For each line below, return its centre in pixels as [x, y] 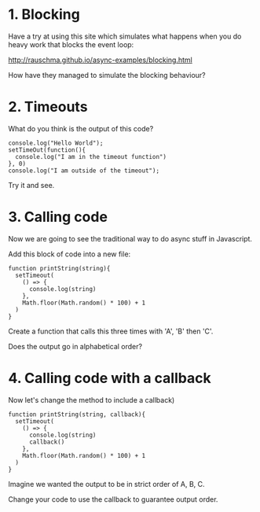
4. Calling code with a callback [110, 378]
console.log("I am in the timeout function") [91, 157]
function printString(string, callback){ [77, 414]
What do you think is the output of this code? [81, 128]
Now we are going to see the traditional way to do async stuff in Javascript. [130, 238]
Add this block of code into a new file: [70, 254]
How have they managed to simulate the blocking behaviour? [107, 75]
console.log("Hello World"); [56, 143]
